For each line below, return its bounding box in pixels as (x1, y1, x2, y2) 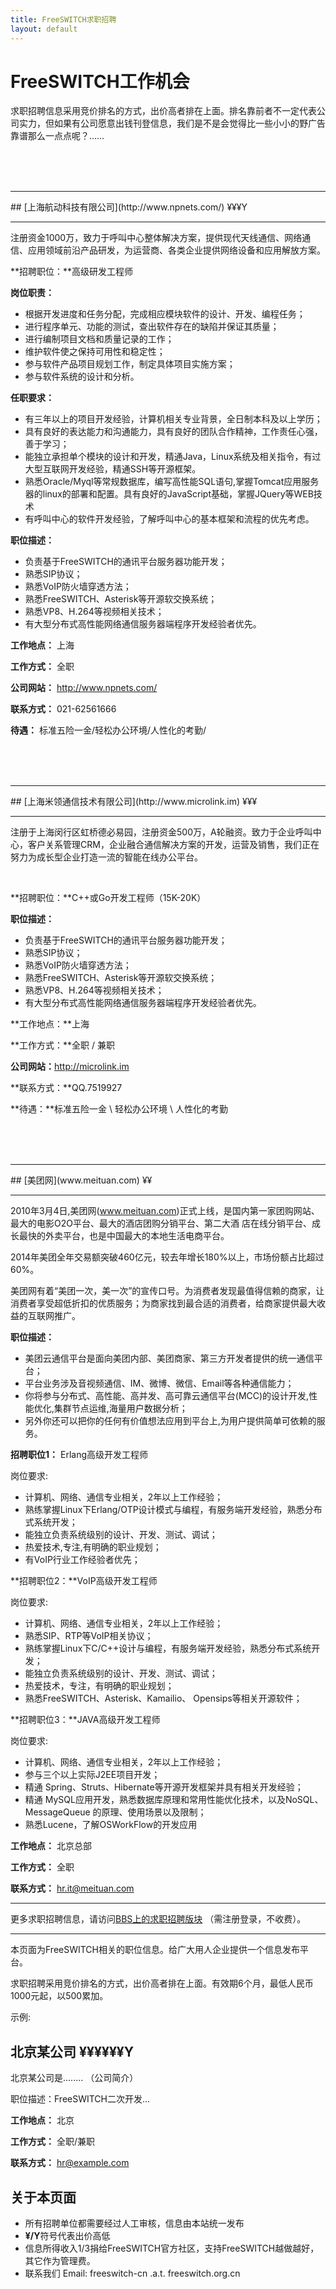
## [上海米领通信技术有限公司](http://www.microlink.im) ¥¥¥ (10, 796, 258, 808)
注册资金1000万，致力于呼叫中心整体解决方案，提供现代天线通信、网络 (10, 232, 303, 244)
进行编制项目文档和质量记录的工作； (24, 333, 175, 345)
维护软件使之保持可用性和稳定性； (24, 346, 166, 358)
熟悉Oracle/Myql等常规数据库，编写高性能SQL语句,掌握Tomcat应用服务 (24, 476, 320, 488)
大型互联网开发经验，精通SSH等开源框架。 (24, 463, 202, 475)
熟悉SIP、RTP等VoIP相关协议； (24, 1630, 154, 1642)
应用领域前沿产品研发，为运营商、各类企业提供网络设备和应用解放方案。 (27, 244, 326, 256)
